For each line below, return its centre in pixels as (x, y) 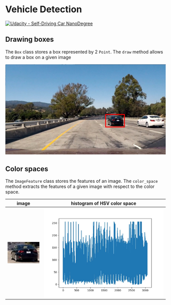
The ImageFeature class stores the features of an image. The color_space (82, 181)
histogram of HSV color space (104, 203)
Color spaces (27, 169)
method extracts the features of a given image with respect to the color (80, 186)
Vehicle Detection (44, 9)
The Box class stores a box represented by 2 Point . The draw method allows (84, 51)
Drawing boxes (30, 39)
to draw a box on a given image (38, 57)
